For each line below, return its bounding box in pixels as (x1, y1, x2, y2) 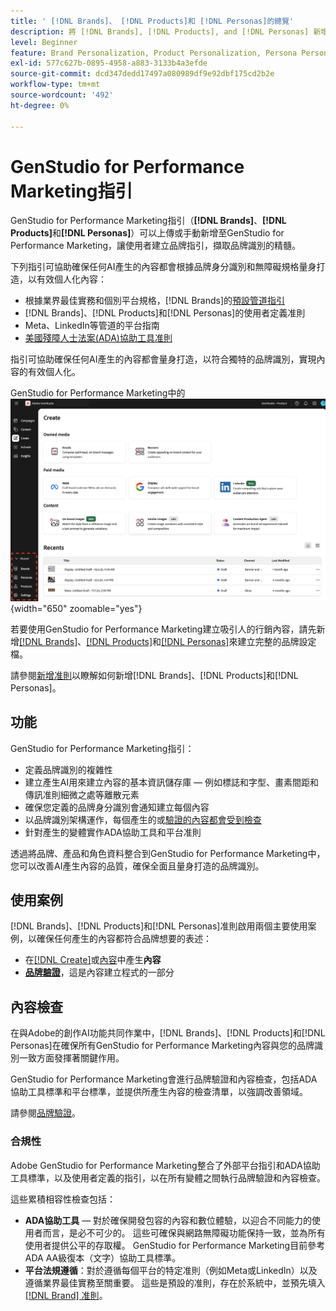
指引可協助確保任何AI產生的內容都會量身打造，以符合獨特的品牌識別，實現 (10, 353, 317, 365)
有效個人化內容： (36, 273, 107, 285)
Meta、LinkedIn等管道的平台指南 (24, 320, 160, 332)
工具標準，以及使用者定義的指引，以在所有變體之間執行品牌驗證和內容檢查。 (10, 1171, 326, 1184)
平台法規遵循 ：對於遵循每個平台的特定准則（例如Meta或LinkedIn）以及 (24, 1264, 318, 1276)
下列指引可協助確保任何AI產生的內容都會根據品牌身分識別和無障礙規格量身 (10, 261, 317, 273)
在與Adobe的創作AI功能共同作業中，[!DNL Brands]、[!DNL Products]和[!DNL (10, 1027, 326, 1039)
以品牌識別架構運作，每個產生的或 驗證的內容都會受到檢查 (24, 813, 262, 825)
